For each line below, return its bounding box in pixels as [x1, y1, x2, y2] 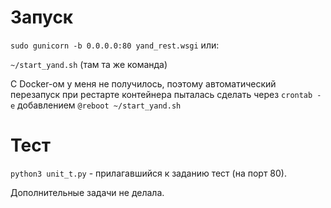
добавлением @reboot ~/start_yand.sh [17, 99, 182, 111]
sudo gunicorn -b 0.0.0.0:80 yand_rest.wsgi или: [10, 39, 220, 51]
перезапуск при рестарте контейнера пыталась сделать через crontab [10, 88, 313, 100]
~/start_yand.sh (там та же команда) [10, 58, 168, 70]
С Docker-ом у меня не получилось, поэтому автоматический [10, 77, 277, 90]
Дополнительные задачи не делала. [10, 186, 165, 198]
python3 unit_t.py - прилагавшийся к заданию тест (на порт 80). [10, 167, 287, 179]
